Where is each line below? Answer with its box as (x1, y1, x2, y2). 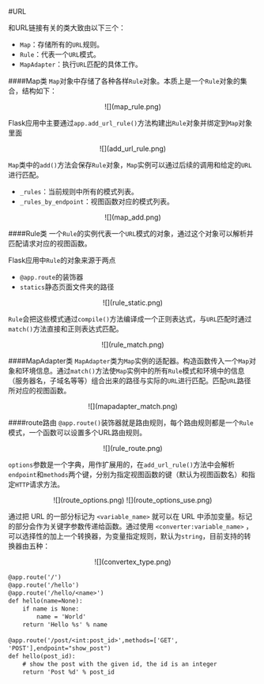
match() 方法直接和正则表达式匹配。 (8, 324, 124, 333)
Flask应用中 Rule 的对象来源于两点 (8, 256, 116, 265)
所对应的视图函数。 (8, 386, 71, 395)
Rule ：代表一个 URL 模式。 (19, 50, 100, 58)
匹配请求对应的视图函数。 (8, 239, 92, 248)
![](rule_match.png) (101, 340, 164, 349)
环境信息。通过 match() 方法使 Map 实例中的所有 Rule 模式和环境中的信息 (21, 366, 245, 375)
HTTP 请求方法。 (15, 479, 65, 489)
